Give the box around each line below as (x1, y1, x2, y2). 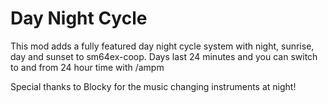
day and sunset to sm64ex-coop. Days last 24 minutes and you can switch (10, 50, 318, 62)
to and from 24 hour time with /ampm (10, 61, 165, 73)
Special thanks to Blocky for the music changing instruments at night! (10, 80, 297, 92)
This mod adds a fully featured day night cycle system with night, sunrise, (10, 40, 315, 52)
